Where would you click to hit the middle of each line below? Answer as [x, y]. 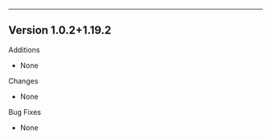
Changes [23, 80]
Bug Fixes [25, 112]
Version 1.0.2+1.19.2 [60, 30]
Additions [24, 50]
